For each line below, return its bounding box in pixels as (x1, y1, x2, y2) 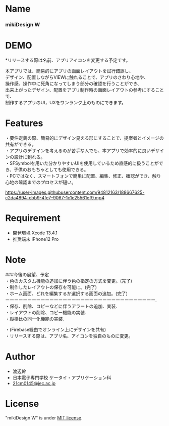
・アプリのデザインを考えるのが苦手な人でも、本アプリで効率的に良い (5, 147, 151, 153)
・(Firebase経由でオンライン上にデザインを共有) (5, 326, 106, 332)
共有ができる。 (5, 141, 36, 147)
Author (5, 351, 35, 362)
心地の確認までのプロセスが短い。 (5, 179, 76, 185)
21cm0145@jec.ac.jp (12, 380, 56, 386)
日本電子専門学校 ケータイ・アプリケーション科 (12, 374, 111, 380)
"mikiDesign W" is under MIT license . (5, 414, 83, 420)
